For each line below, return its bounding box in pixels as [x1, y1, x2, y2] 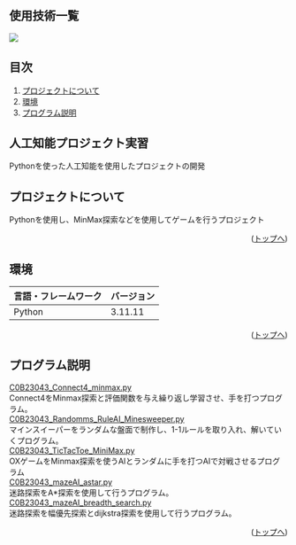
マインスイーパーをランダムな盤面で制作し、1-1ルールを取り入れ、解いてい [9, 424, 283, 434]
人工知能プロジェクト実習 [9, 136, 148, 151]
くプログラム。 [9, 435, 64, 446]
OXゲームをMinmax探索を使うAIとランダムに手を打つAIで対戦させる [9, 455, 258, 466]
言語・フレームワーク [13, 291, 102, 303]
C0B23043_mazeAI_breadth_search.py [9, 497, 152, 508]
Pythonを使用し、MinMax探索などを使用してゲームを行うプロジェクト [9, 214, 265, 225]
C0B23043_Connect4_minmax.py [9, 382, 133, 393]
